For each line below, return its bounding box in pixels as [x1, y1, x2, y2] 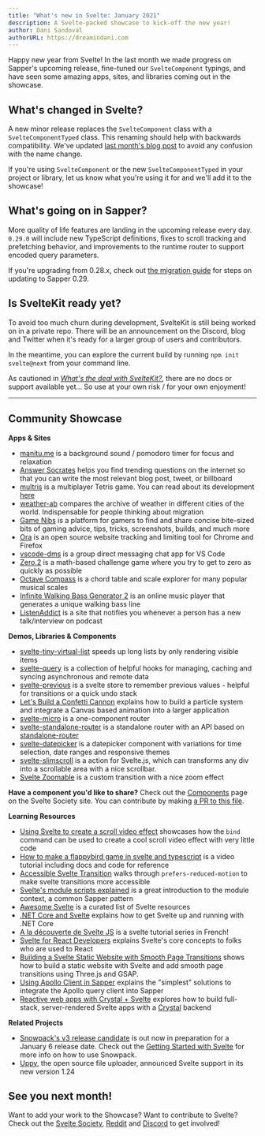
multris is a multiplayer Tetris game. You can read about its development [19, 482, 255, 491]
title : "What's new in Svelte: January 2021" [8, 11, 160, 20]
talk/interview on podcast [19, 616, 103, 626]
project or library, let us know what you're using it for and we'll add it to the [8, 173, 252, 182]
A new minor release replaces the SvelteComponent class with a [8, 124, 213, 134]
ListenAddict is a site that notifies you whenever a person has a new [19, 607, 241, 617]
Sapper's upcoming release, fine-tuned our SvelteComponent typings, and [8, 64, 246, 73]
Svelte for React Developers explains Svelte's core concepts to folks [19, 936, 242, 945]
